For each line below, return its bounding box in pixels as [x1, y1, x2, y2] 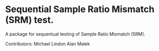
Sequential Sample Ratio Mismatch [5, 4, 155, 15]
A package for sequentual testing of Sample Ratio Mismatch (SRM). [5, 31, 145, 37]
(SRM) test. [5, 14, 54, 26]
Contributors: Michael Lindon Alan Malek [5, 40, 90, 46]
